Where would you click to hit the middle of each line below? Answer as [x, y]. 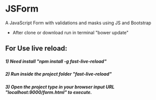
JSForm [22, 9]
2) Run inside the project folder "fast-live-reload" [58, 74]
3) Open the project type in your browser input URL [60, 87]
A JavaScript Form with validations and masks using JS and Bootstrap [78, 23]
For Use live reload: [36, 48]
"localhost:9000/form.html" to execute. [49, 92]
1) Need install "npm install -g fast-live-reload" [56, 61]
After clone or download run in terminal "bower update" [71, 32]
